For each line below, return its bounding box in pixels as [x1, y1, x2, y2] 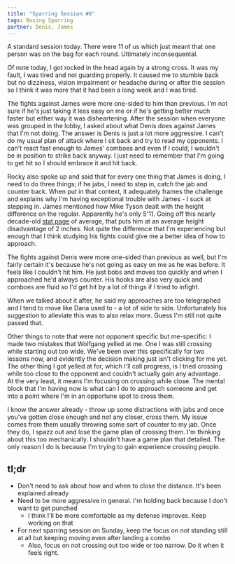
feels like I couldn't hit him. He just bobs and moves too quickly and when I [7, 268, 222, 277]
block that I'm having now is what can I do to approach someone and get [7, 385, 218, 393]
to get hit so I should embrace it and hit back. [7, 159, 138, 167]
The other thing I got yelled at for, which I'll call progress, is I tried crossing [7, 362, 222, 371]
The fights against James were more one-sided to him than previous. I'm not [7, 99, 228, 108]
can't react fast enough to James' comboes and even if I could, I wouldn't [7, 144, 220, 153]
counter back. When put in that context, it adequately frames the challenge [7, 187, 224, 196]
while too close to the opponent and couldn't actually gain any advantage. [7, 369, 220, 378]
